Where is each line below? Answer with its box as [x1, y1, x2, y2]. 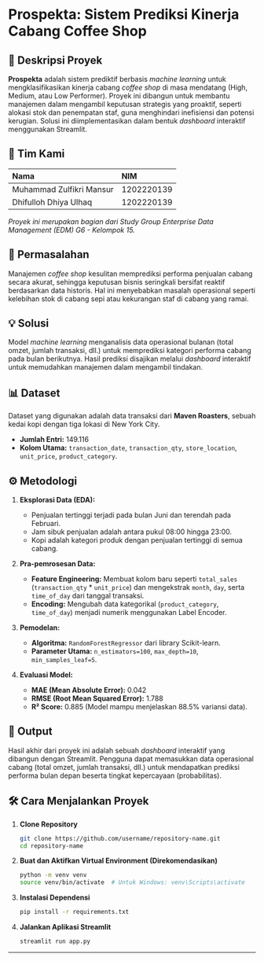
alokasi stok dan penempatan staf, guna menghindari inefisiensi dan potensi [8, 108, 255, 117]
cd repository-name [19, 841, 84, 850]
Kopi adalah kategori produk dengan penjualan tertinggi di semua [31, 536, 244, 545]
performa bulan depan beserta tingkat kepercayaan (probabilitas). [8, 771, 222, 780]
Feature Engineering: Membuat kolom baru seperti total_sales [31, 574, 238, 584]
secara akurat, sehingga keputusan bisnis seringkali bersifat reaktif [8, 277, 225, 286]
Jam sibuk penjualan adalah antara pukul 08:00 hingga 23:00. [31, 527, 233, 536]
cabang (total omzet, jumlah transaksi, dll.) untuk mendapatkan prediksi [8, 762, 240, 771]
